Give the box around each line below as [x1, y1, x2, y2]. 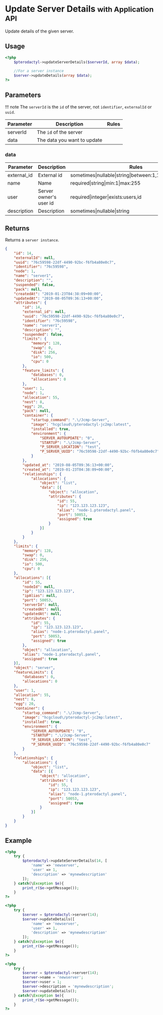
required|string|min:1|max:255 [70, 180, 141, 187]
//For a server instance [14, 69, 64, 74]
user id [38, 200, 54, 206]
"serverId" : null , [22, 603, 60, 607]
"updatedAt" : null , [22, 611, 62, 616]
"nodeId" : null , [22, 584, 55, 589]
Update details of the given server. [5, 28, 74, 34]
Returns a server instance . [5, 237, 60, 243]
